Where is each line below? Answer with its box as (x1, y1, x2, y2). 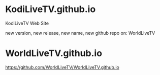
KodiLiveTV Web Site (5, 20, 49, 26)
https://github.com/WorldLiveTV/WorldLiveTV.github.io (5, 64, 119, 70)
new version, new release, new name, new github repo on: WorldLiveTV (5, 30, 155, 36)
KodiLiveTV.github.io (5, 4, 96, 15)
